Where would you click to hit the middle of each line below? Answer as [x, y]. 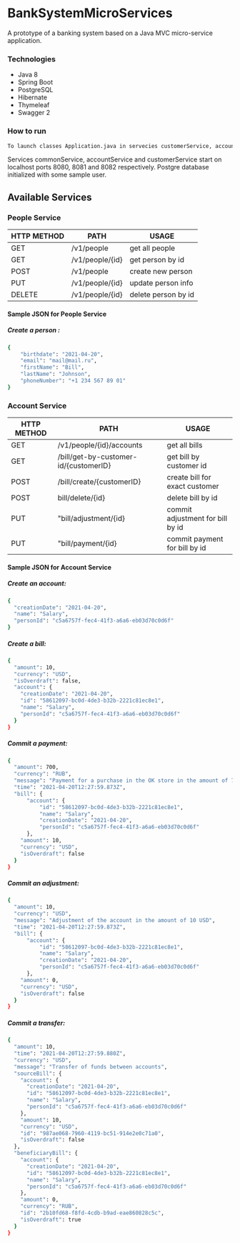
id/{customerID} [84, 466]
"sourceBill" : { [38, 1074]
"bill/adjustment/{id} [91, 518]
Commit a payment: [37, 743]
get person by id [157, 260]
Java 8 [27, 75]
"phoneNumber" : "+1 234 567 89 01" [73, 381]
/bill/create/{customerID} [99, 482]
